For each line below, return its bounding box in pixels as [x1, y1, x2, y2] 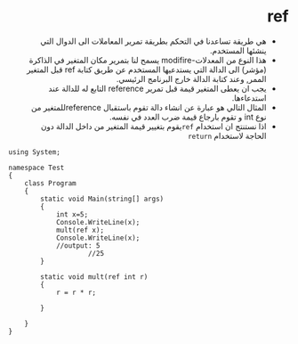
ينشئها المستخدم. [209, 45, 267, 55]
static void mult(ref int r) [40, 272, 149, 282]
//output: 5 [55, 241, 101, 250]
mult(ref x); [55, 225, 104, 234]
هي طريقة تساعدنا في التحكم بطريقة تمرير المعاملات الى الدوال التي [40, 36, 267, 46]
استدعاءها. [231, 92, 267, 103]
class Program [24, 178, 77, 188]
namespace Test [8, 163, 65, 172]
